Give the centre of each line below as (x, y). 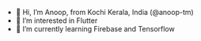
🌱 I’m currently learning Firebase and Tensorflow (95, 29)
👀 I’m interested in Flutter (57, 20)
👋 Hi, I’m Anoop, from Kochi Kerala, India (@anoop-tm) (104, 12)
